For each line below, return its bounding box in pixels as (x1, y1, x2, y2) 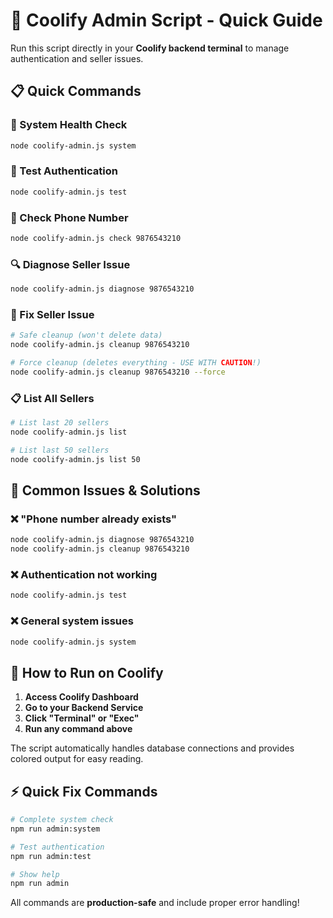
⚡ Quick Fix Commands (10, 783, 158, 800)
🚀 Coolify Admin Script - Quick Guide (10, 9, 323, 32)
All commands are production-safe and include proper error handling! (10, 897, 300, 909)
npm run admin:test (10, 851, 92, 861)
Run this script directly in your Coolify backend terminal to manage (10, 42, 290, 54)
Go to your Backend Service (24, 702, 144, 714)
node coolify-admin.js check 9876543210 (10, 233, 182, 243)
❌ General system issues (10, 614, 134, 628)
